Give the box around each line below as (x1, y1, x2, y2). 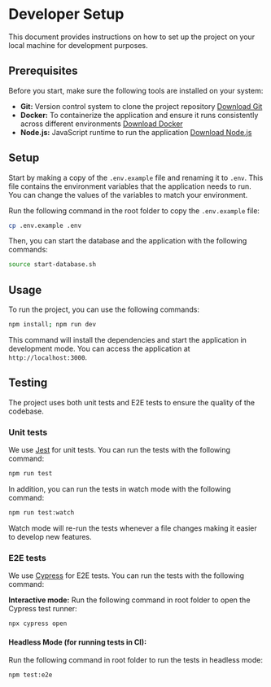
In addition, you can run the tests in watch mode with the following (8, 484, 232, 493)
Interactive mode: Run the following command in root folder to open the (8, 595, 251, 605)
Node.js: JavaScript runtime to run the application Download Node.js (20, 127, 252, 137)
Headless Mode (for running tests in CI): (8, 637, 147, 647)
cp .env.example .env (8, 221, 82, 230)
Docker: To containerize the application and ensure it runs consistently (20, 110, 259, 120)
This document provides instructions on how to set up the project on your (8, 32, 255, 42)
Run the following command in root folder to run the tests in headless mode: (8, 655, 263, 665)
